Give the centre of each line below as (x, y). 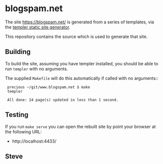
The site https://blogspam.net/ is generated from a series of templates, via (80, 22)
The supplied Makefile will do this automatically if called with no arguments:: (82, 78)
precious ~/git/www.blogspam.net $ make (49, 87)
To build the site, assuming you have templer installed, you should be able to (82, 63)
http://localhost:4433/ (34, 141)
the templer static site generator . (38, 27)
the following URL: (24, 131)
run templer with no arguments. (36, 69)
